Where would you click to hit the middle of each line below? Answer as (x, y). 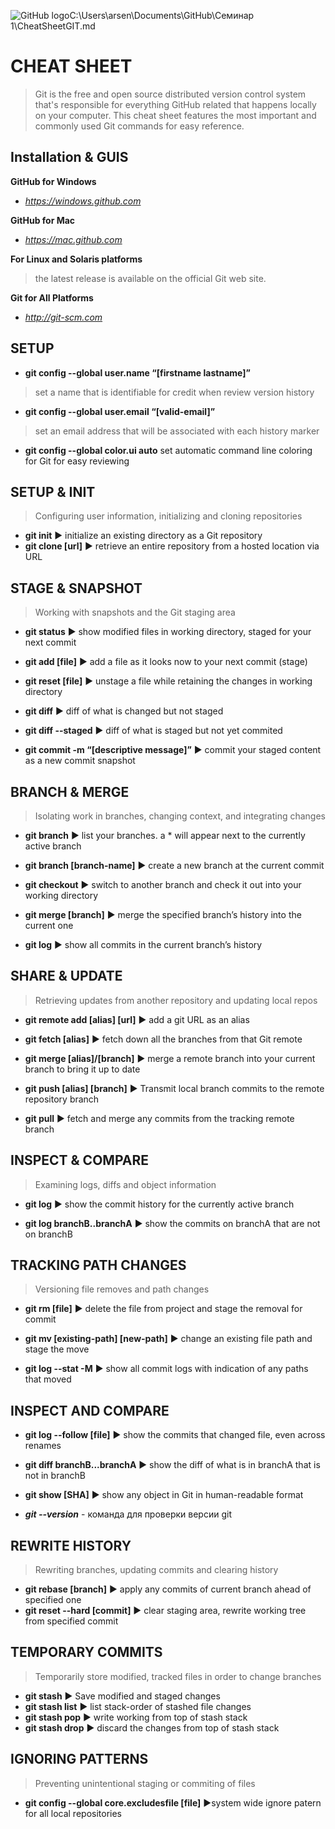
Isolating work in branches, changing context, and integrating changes (180, 816)
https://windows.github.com (83, 201)
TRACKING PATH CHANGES (98, 1265)
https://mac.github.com (73, 239)
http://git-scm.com (63, 317)
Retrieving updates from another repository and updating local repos (176, 1000)
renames (43, 1446)
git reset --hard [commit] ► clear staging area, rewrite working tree (165, 1611)
